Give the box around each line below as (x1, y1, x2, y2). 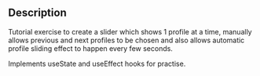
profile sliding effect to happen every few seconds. (8, 43, 173, 53)
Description (8, 6, 67, 20)
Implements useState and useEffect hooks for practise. (8, 59, 186, 68)
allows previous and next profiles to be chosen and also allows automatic (8, 35, 245, 45)
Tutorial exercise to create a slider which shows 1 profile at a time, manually (8, 27, 253, 36)
